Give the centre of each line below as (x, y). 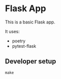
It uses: (12, 31)
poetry (19, 41)
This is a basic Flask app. (30, 22)
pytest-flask (24, 46)
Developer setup (31, 61)
